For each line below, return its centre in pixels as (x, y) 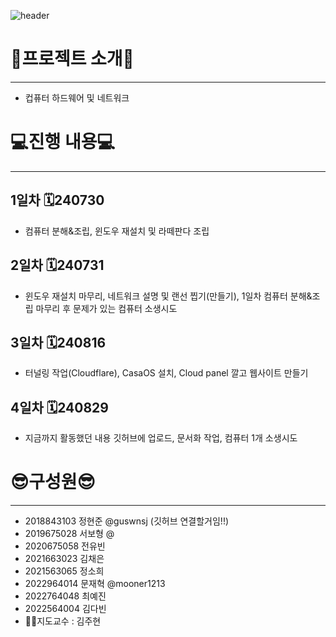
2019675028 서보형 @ (69, 534)
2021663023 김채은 (64, 559)
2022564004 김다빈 (65, 609)
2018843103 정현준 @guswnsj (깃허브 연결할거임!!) (127, 521)
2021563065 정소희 (64, 571)
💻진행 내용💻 (63, 142)
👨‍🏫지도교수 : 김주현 (63, 621)
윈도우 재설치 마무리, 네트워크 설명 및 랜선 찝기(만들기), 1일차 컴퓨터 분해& (168, 296)
